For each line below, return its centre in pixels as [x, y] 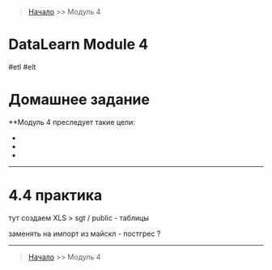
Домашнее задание [79, 100]
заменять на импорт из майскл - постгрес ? [85, 234]
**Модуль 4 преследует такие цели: [72, 122]
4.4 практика [55, 196]
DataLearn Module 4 [79, 45]
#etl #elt [22, 66]
